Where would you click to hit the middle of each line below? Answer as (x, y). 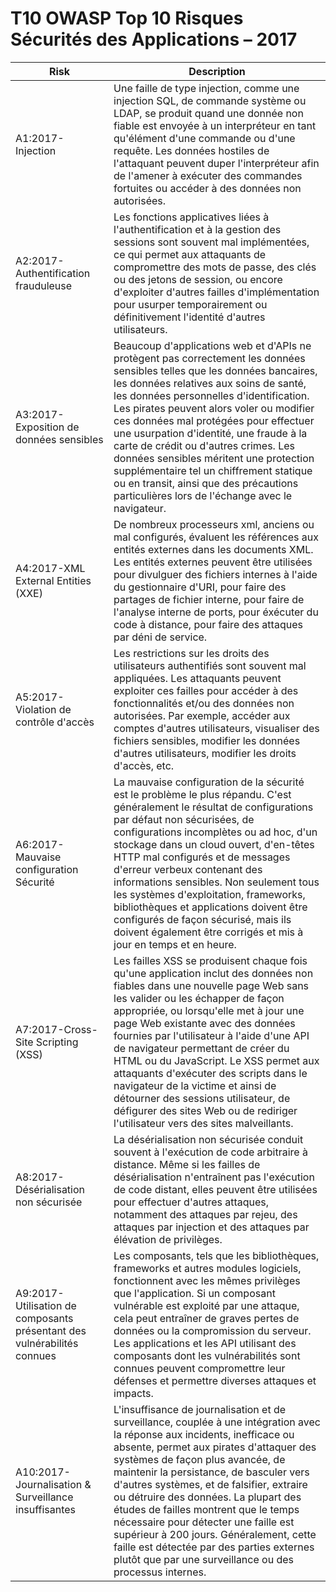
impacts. (133, 1393)
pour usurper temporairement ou (190, 304)
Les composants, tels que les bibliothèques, (216, 1255)
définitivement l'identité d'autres (189, 317)
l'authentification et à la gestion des (197, 229)
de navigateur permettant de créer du (201, 1048)
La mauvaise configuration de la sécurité (209, 782)
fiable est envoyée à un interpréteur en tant (215, 125)
